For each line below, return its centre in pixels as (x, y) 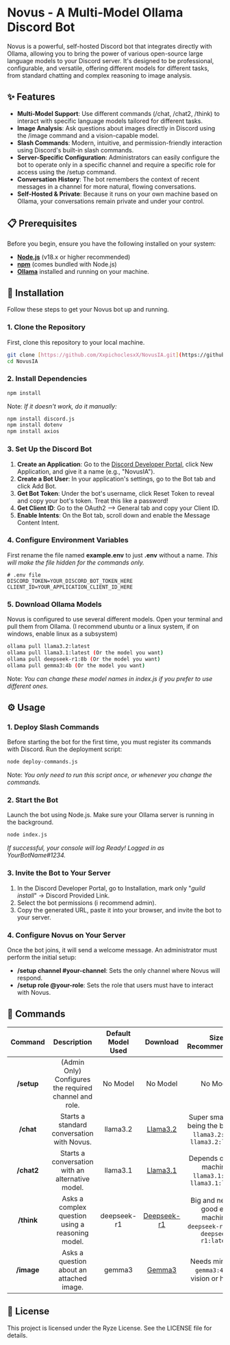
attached (73, 1278)
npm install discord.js (41, 419)
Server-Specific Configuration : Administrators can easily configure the (118, 157)
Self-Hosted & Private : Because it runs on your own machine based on (117, 194)
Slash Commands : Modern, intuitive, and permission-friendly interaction (119, 143)
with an (73, 1170)
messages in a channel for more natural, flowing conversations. (106, 186)
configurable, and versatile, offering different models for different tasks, (108, 68)
